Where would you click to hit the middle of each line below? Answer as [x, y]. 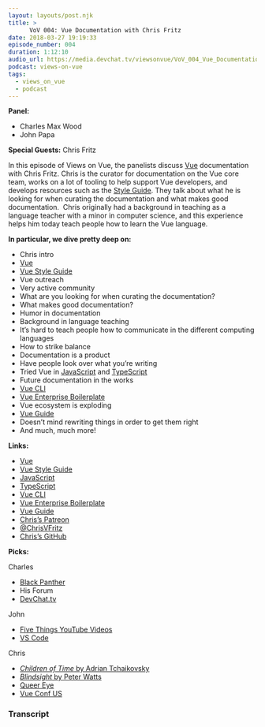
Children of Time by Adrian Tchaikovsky [84, 669]
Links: [19, 446]
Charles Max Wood [51, 126]
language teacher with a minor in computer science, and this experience [126, 216]
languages [37, 338]
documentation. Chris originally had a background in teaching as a [117, 207]
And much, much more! [58, 431]
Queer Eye [37, 685]
